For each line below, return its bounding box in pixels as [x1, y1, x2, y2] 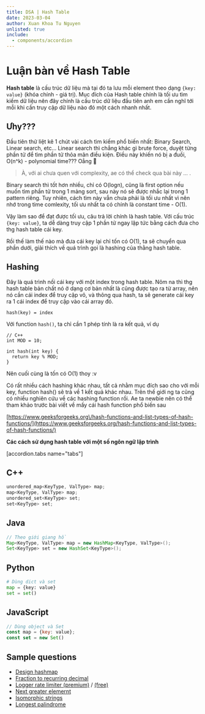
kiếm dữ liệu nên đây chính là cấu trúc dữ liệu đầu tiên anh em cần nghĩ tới [6, 97, 194, 104]
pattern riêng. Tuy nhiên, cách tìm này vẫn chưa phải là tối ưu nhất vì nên [6, 194, 190, 201]
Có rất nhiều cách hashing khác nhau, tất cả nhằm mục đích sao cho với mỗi [6, 382, 199, 389]
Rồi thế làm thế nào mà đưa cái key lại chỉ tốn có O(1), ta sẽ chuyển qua [6, 237, 187, 245]
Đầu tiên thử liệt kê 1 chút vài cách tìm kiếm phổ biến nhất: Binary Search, [6, 137, 192, 145]
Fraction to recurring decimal [15, 675, 89, 681]
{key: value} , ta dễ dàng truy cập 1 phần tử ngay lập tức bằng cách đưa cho [6, 219, 199, 226]
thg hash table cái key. [6, 225, 63, 233]
